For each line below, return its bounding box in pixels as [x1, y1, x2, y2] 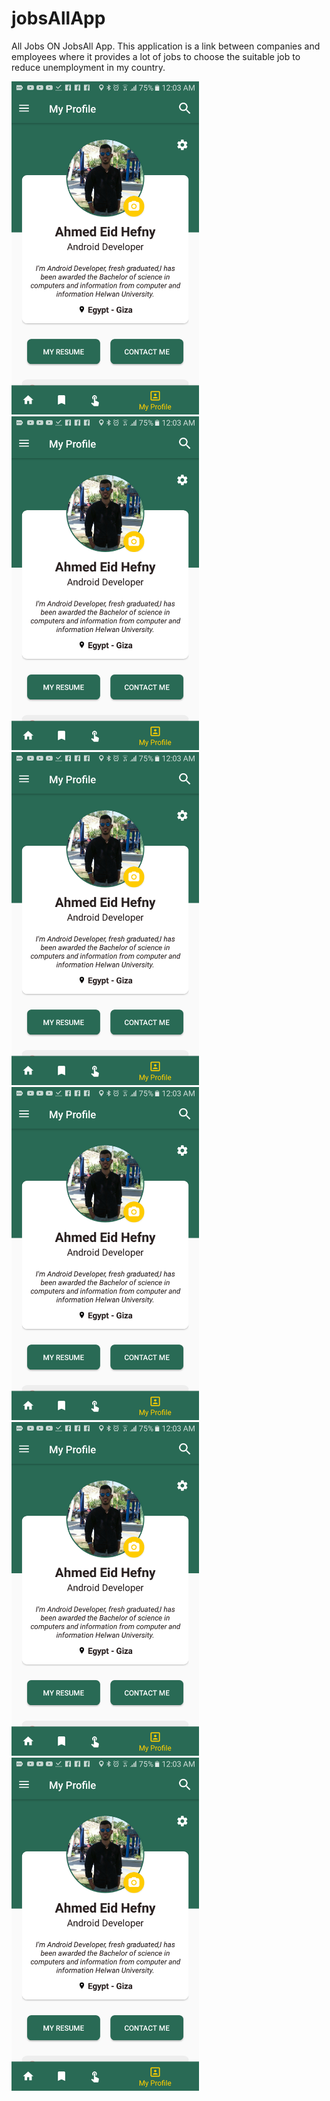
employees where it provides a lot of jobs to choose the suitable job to [11, 50, 301, 62]
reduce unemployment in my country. [11, 61, 166, 73]
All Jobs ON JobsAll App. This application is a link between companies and [11, 40, 321, 52]
